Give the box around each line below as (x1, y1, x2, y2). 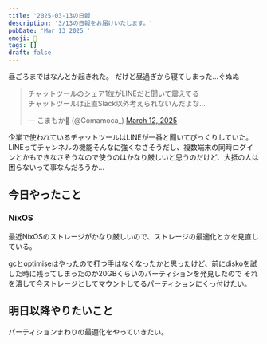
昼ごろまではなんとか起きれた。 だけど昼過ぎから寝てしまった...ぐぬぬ (8, 72, 240, 81)
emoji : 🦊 (8, 34, 37, 42)
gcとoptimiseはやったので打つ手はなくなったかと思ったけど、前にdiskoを (8, 259, 251, 268)
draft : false (8, 49, 52, 57)
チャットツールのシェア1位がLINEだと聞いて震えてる (27, 89, 199, 98)
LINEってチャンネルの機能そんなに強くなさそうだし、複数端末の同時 (8, 143, 233, 152)
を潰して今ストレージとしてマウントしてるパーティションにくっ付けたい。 (8, 279, 252, 288)
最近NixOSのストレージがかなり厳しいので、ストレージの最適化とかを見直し (8, 231, 259, 241)
